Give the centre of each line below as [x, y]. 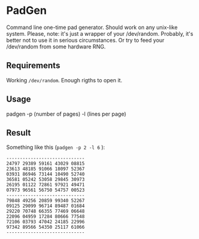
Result [19, 133]
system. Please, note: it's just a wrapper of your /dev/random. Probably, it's [100, 33]
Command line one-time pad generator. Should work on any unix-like [92, 27]
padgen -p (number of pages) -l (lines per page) [66, 114]
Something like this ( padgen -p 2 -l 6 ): [56, 147]
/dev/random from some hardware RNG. [56, 47]
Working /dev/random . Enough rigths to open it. [64, 80]
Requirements [33, 66]
